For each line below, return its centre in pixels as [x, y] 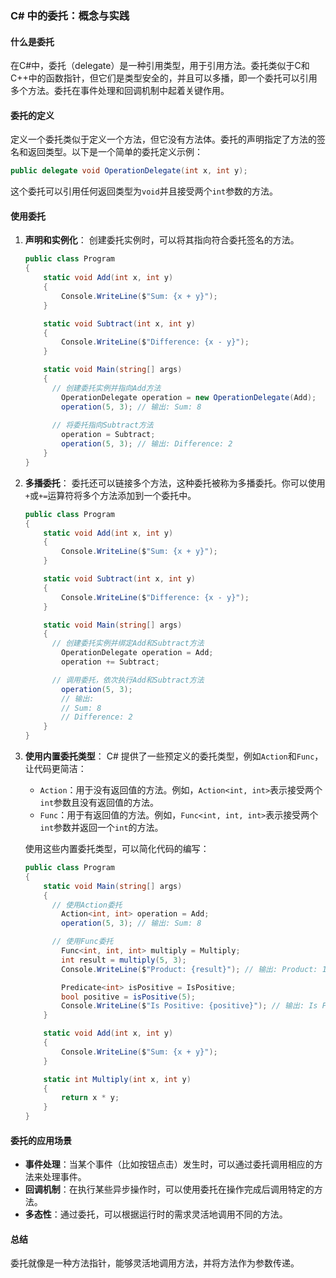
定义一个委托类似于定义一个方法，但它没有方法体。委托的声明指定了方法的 [163, 139]
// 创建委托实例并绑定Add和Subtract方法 [128, 643]
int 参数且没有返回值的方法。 [99, 803]
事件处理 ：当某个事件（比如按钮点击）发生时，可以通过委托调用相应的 [169, 1164]
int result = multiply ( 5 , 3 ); [124, 960]
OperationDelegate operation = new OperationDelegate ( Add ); [189, 397]
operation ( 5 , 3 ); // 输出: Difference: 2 [147, 444]
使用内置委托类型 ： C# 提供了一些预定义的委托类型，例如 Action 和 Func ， [174, 756]
